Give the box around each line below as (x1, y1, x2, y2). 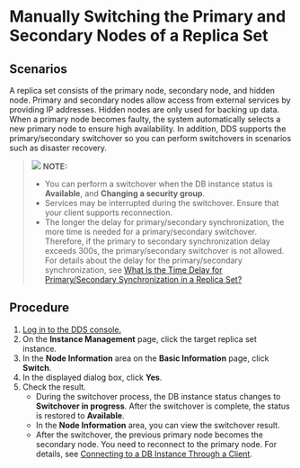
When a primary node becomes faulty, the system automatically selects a (9, 114, 281, 124)
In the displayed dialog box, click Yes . (22, 372, 163, 382)
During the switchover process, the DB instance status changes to (35, 391, 281, 401)
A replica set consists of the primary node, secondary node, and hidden (9, 85, 276, 95)
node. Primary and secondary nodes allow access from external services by (9, 94, 291, 105)
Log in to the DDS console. (22, 324, 122, 335)
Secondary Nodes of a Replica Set (9, 25, 269, 46)
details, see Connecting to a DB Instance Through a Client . (35, 448, 253, 459)
